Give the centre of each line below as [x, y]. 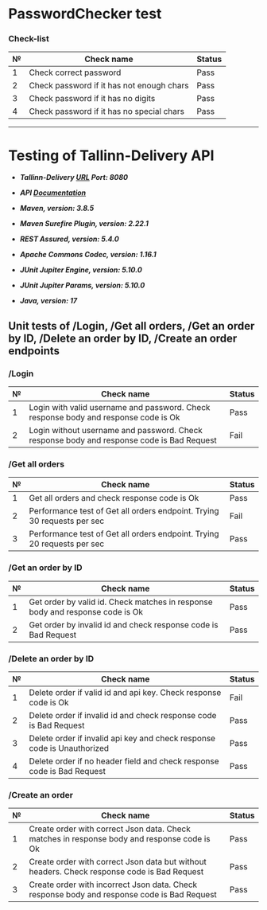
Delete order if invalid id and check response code [123, 715]
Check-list [29, 39]
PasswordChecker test [85, 14]
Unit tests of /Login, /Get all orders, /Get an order [132, 326]
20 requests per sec [67, 544]
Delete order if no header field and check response [124, 761]
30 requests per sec [67, 521]
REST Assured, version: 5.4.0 [69, 239]
